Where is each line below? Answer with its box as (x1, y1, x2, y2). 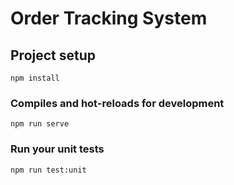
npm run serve (10, 119, 70, 129)
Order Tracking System (10, 7, 208, 30)
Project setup (10, 47, 97, 64)
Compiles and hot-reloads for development (10, 96, 225, 110)
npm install (10, 73, 60, 83)
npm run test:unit (10, 165, 87, 175)
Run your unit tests (10, 142, 105, 156)
